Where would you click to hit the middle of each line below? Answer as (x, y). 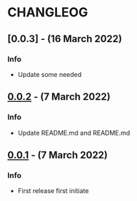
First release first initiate (53, 191)
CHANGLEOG (48, 12)
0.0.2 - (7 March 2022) (59, 97)
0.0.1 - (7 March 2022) (58, 155)
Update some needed (50, 74)
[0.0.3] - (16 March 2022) (65, 39)
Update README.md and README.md (74, 133)
